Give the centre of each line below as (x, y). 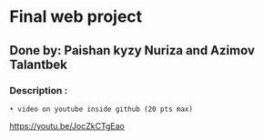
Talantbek (39, 64)
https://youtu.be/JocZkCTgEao (67, 125)
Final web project (76, 17)
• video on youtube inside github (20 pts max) (102, 109)
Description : (39, 90)
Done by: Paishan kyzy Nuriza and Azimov (132, 50)
